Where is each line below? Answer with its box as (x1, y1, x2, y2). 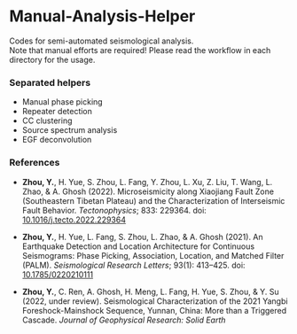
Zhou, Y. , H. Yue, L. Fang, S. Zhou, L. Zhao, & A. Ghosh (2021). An (21, 231, 263, 242)
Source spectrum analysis (21, 125, 118, 136)
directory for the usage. (9, 54, 96, 65)
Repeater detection (21, 106, 93, 117)
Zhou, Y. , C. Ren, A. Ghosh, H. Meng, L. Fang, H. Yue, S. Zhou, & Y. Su (21, 286, 279, 297)
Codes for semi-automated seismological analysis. (9, 35, 194, 46)
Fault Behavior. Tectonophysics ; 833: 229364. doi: (21, 205, 207, 215)
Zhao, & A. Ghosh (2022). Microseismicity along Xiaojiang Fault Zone (21, 186, 275, 197)
